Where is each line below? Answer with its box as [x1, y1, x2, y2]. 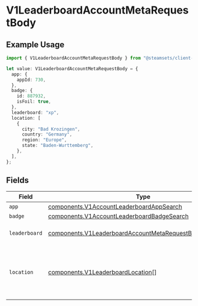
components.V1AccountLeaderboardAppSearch [48, 203, 183, 211]
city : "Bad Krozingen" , [21, 126, 81, 132]
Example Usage [6, 40, 65, 50]
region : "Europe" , [21, 137, 67, 143]
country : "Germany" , [21, 131, 72, 137]
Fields [6, 175, 29, 186]
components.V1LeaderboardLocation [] [48, 268, 157, 277]
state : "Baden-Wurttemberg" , [21, 143, 94, 149]
